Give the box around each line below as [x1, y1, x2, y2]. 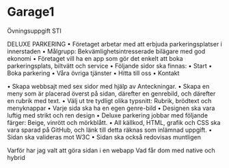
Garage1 [7, 4, 55, 20]
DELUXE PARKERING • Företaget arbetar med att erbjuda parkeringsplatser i [7, 40, 222, 48]
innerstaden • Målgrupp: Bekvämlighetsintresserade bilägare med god [7, 47, 206, 55]
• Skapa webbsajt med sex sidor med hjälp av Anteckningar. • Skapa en [7, 82, 210, 90]
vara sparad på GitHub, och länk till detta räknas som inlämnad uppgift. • [7, 126, 213, 134]
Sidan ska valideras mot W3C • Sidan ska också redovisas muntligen [7, 132, 202, 141]
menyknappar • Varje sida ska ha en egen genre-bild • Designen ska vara [7, 104, 215, 112]
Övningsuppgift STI [7, 27, 62, 35]
